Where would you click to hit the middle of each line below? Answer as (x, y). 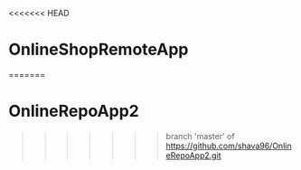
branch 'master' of (201, 136)
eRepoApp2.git (194, 155)
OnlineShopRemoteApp (99, 50)
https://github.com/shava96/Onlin (229, 146)
